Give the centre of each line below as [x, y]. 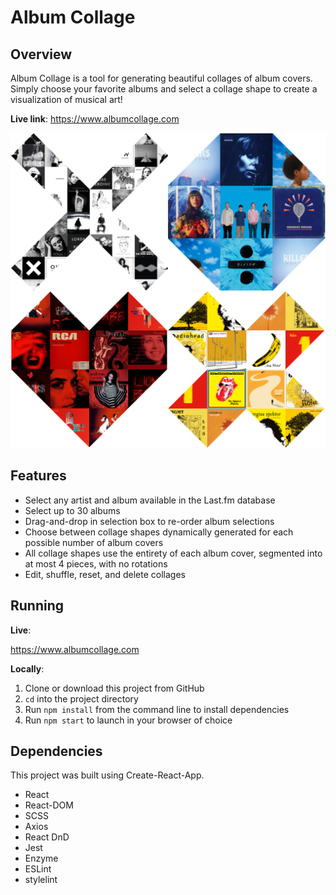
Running [37, 606]
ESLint [38, 869]
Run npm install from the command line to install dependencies [157, 709]
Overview [41, 54]
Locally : [27, 668]
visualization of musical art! [66, 99]
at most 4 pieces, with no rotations [96, 563]
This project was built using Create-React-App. [107, 775]
